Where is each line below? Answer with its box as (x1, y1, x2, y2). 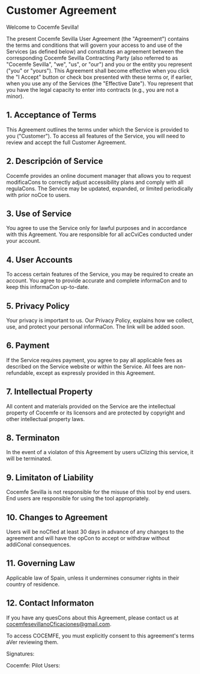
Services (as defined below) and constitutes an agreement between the (6, 47, 184, 55)
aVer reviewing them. (6, 638, 59, 646)
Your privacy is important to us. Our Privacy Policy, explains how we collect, (6, 317, 194, 324)
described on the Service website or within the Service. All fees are (6, 363, 173, 370)
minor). (6, 93, 24, 100)
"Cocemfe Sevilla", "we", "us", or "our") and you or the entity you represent (6, 61, 192, 68)
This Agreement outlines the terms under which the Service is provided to (6, 126, 189, 133)
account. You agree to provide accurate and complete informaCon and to (6, 277, 187, 284)
